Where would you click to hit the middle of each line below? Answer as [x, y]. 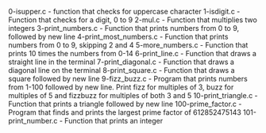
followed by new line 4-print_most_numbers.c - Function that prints [118, 36]
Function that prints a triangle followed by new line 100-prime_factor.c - [125, 104]
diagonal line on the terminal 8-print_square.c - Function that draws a [122, 70]
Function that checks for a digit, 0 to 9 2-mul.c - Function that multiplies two [133, 20]
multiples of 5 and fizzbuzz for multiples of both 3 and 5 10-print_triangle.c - [133, 95]
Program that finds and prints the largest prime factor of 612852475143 [125, 112]
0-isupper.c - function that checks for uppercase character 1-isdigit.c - [124, 11]
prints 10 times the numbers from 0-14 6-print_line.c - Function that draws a [132, 53]
